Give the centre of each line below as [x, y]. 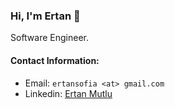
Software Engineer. [50, 38]
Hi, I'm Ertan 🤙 [45, 16]
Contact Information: [55, 60]
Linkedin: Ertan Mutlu [68, 93]
